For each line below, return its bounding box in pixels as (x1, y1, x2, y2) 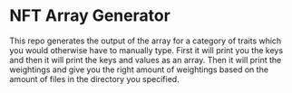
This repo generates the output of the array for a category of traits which (9, 35, 282, 46)
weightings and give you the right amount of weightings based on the (9, 64, 269, 75)
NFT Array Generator (9, 5, 170, 26)
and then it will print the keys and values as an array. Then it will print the (9, 54, 282, 65)
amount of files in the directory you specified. (9, 73, 180, 84)
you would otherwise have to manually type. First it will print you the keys (9, 44, 284, 55)
